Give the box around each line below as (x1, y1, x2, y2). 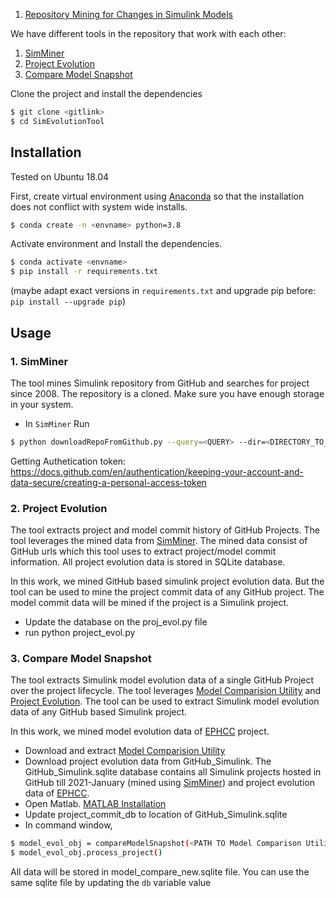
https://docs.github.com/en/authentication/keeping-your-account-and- (10, 465, 304, 478)
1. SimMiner (10, 354, 69, 368)
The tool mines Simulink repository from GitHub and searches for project (10, 377, 310, 389)
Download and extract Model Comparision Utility (24, 745, 226, 757)
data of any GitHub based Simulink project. (10, 706, 188, 718)
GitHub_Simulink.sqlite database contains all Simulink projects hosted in (24, 766, 322, 778)
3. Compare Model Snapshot (10, 651, 152, 665)
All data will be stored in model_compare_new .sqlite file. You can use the (10, 866, 310, 878)
